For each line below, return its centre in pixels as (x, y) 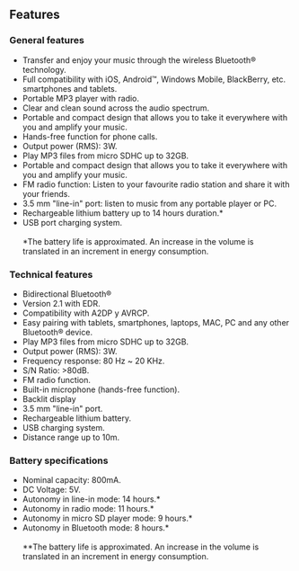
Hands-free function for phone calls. (90, 136)
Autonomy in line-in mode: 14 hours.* (91, 499)
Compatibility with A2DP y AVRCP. (86, 313)
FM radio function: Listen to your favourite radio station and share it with (156, 184)
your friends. (46, 193)
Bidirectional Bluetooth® (67, 294)
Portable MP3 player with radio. (81, 98)
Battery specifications (59, 460)
